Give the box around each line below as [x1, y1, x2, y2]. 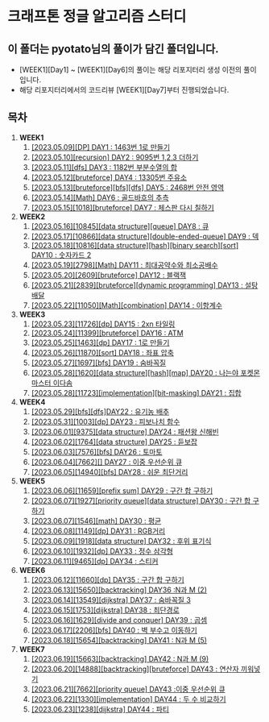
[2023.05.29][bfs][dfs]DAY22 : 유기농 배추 [31, 406, 170, 416]
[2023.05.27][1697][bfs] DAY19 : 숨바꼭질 [31, 358, 167, 367]
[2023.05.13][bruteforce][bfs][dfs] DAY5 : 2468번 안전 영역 [31, 182, 225, 192]
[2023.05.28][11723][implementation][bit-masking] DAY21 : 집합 [31, 388, 242, 397]
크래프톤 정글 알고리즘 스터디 [7, 7, 187, 26]
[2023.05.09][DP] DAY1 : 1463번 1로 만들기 [31, 142, 171, 151]
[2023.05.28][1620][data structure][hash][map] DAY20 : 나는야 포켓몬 [31, 367, 261, 377]
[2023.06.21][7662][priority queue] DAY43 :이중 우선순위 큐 [31, 684, 226, 694]
